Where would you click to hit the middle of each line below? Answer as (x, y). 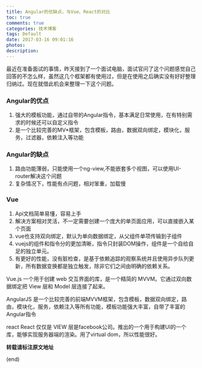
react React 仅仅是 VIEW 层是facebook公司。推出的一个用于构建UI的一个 (96, 327)
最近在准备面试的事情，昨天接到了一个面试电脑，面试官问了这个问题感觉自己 (101, 68)
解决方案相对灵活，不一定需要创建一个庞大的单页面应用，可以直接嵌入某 (104, 221)
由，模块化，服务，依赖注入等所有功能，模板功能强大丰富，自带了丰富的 (96, 306)
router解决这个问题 (38, 176)
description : (23, 51)
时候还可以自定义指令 (52, 122)
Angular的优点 (28, 101)
